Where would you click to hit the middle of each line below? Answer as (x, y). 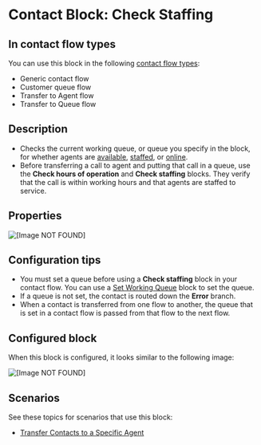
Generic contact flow (54, 79)
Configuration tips (55, 260)
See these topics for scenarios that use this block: (91, 417)
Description (38, 129)
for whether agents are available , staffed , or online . (104, 156)
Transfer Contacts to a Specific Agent (82, 433)
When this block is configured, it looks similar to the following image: (121, 357)
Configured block (53, 338)
